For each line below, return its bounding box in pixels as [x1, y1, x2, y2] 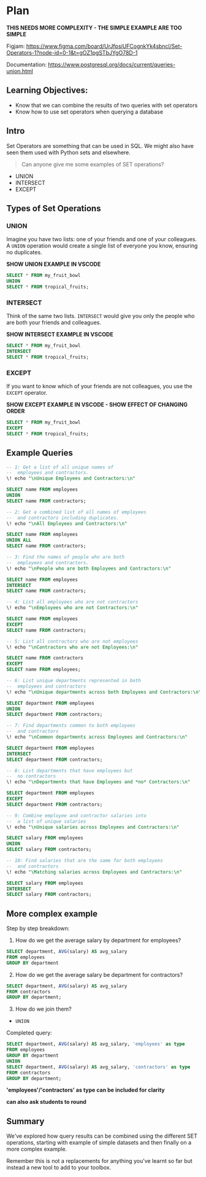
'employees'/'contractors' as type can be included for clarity [6, 1086, 166, 1093]
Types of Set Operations [6, 203, 101, 214]
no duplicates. [6, 249, 42, 256]
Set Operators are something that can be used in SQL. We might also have [6, 142, 194, 149]
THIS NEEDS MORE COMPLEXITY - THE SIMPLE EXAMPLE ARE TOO [6, 24, 182, 31]
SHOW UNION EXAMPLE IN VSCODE [6, 260, 101, 268]
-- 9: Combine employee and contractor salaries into [6, 812, 147, 818]
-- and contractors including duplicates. [6, 515, 120, 521]
